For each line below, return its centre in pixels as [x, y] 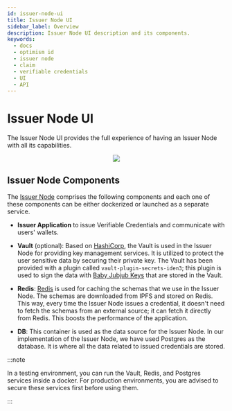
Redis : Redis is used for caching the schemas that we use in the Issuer [118, 289]
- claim [25, 65]
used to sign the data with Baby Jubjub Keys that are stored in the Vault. [120, 275]
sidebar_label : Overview [43, 26]
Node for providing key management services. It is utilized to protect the [120, 253]
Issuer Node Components [63, 180]
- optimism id [34, 53]
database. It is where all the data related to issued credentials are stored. [121, 346]
